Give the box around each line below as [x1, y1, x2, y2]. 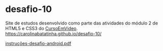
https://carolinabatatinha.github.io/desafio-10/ [5, 30, 102, 36]
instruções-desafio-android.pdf [5, 40, 72, 46]
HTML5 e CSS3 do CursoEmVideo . [5, 25, 78, 31]
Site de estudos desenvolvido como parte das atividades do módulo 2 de [5, 20, 158, 26]
